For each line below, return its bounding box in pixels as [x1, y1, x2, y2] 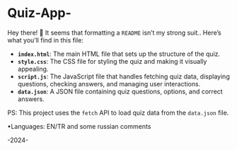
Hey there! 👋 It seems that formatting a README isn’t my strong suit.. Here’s [7, 28, 221, 37]
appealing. [17, 64, 49, 73]
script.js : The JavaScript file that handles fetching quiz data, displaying [17, 72, 230, 81]
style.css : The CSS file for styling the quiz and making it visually [17, 57, 207, 65]
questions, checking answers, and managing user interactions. [17, 79, 201, 88]
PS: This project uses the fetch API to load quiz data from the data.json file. [7, 108, 229, 117]
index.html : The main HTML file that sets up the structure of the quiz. [17, 50, 221, 58]
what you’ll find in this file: [7, 35, 83, 44]
